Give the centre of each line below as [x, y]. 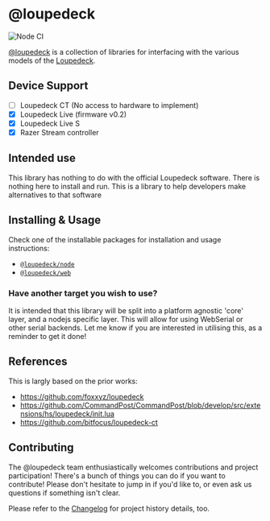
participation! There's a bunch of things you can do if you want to [117, 475]
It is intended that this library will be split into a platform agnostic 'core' [126, 310]
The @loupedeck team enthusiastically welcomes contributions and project [133, 467]
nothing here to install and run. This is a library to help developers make [127, 186]
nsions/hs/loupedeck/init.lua [67, 413]
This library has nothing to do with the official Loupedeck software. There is [134, 177]
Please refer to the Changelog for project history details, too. [109, 508]
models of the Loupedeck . [52, 60]
